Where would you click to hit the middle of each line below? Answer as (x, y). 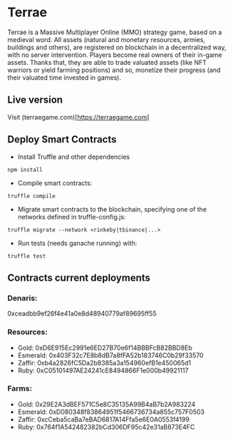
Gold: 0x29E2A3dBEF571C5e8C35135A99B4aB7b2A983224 (107, 404)
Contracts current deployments (79, 277)
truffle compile (31, 196)
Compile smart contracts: (55, 183)
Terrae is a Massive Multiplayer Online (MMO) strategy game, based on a (115, 32)
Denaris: (22, 298)
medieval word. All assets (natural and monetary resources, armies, (106, 39)
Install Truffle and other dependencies (74, 157)
